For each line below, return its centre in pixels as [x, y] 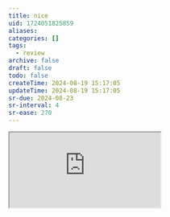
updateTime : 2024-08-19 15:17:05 [64, 90]
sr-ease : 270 [30, 113]
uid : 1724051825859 [41, 23]
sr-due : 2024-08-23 [41, 98]
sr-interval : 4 [34, 105]
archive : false [34, 61]
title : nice [28, 16]
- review [30, 53]
